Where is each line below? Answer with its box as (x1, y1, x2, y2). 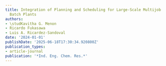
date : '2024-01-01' (5, 35, 46, 40)
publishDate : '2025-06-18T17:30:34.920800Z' (5, 40, 99, 45)
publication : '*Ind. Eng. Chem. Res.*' (5, 53, 88, 59)
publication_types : (5, 44, 46, 49)
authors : (5, 16, 23, 21)
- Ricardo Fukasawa (5, 26, 46, 31)
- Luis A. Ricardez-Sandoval (5, 30, 66, 35)
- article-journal (5, 49, 43, 54)
